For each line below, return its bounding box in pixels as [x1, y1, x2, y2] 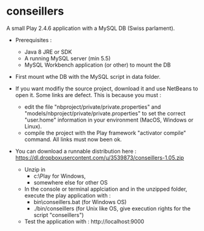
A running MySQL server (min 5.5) [24, 54, 111, 62]
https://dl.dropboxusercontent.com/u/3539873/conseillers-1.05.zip [15, 154, 184, 161]
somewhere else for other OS [33, 178, 108, 186]
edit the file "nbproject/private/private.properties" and [24, 103, 161, 111]
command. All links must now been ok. [24, 136, 123, 143]
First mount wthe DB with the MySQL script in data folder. [15, 73, 161, 80]
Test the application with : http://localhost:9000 [24, 218, 145, 225]
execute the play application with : [24, 191, 111, 199]
